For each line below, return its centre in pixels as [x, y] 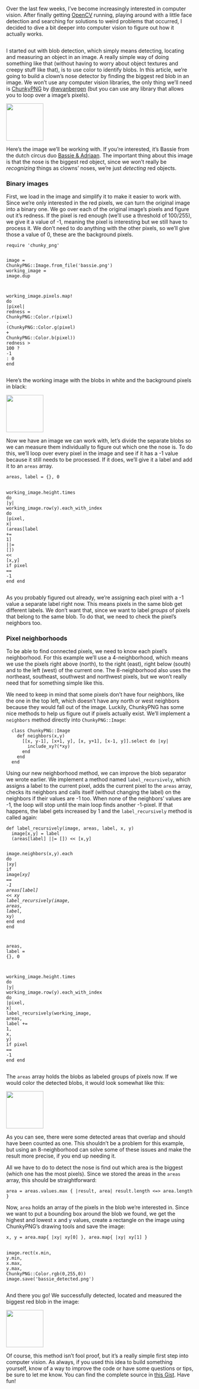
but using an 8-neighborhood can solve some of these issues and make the [99, 1149]
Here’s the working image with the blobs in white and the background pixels [99, 380]
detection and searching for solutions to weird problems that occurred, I [94, 21]
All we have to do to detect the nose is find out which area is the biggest [94, 1167]
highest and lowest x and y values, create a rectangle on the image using [96, 1220]
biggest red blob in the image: [43, 1301]
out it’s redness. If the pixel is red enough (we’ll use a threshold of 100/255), [99, 216]
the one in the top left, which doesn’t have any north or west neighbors [93, 701]
